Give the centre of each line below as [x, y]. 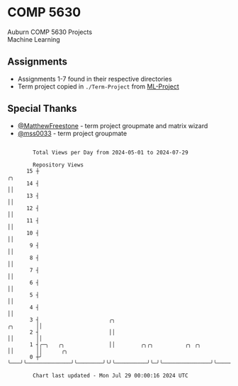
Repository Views [58, 165]
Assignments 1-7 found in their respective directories [95, 79]
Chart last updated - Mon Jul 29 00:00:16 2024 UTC [111, 375]
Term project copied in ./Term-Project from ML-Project [98, 86]
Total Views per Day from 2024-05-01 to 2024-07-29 [111, 152]
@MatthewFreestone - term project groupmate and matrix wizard [113, 125]
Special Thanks [42, 109]
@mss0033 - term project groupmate [72, 133]
